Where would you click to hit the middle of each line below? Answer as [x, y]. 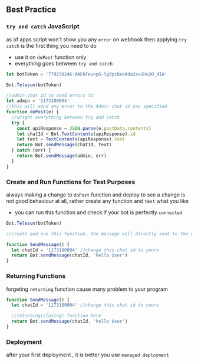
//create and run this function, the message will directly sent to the [97, 234]
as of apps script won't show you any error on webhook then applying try [97, 39]
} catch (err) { [31, 150]
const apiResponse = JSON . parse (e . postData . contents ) [84, 128]
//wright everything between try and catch [65, 117]
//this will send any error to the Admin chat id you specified [87, 106]
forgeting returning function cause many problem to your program [87, 289]
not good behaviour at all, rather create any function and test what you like [97, 201]
